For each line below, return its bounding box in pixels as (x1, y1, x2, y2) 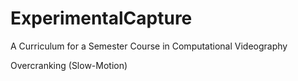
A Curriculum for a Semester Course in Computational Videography (10, 40, 288, 52)
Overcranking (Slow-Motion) (10, 59, 128, 71)
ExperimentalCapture (10, 7, 193, 30)
